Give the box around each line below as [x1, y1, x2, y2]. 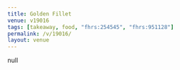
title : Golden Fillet [7, 10, 72, 18]
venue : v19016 [7, 17, 50, 24]
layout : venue [7, 37, 50, 44]
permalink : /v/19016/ [7, 30, 72, 37]
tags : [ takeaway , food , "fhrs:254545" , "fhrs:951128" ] [7, 23, 174, 30]
